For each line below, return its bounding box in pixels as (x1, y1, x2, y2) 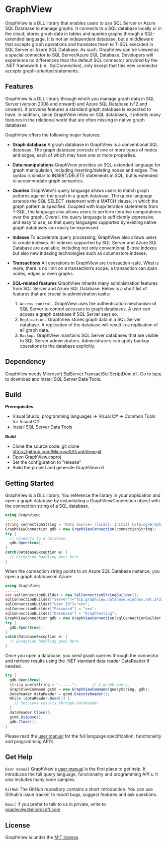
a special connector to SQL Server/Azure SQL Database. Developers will (5, 51, 153, 58)
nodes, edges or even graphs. (12, 270, 74, 276)
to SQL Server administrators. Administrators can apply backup (19, 337, 150, 343)
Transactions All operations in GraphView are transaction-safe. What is (12, 260, 159, 266)
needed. (5, 663, 22, 669)
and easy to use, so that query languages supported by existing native (12, 219, 157, 225)
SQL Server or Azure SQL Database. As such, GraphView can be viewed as (5, 46, 159, 52)
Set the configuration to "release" (12, 459, 82, 465)
